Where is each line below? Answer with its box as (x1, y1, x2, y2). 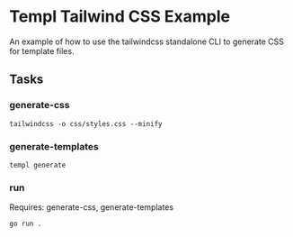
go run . (9, 219, 42, 229)
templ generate (9, 160, 67, 169)
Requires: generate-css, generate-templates (9, 202, 173, 213)
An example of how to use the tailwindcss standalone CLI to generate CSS (9, 36, 285, 47)
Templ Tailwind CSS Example (9, 6, 231, 27)
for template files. (9, 45, 75, 56)
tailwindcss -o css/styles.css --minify (9, 119, 164, 128)
